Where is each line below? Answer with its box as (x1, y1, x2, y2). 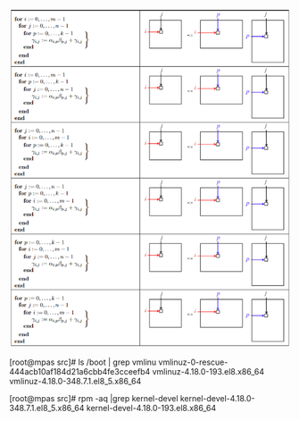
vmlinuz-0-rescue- (158, 357, 228, 367)
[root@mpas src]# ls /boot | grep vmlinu (9, 357, 157, 367)
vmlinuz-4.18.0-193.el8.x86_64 (152, 366, 265, 377)
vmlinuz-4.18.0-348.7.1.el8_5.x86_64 (9, 376, 142, 387)
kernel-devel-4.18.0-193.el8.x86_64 (86, 403, 217, 414)
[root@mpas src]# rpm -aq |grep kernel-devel (9, 393, 179, 404)
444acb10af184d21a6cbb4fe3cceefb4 (9, 366, 151, 377)
